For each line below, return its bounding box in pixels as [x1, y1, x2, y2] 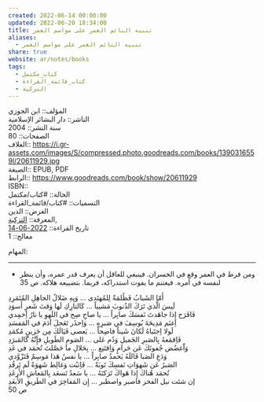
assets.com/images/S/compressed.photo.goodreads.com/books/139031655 [8, 148, 255, 157]
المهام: [8, 247, 28, 256]
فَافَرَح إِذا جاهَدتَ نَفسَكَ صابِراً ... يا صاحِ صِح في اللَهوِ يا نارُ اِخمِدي [8, 310, 196, 319]
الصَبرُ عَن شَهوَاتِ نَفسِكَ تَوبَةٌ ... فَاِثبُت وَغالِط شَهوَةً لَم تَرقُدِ [8, 360, 178, 370]
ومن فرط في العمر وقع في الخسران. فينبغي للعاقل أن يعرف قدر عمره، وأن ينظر [19, 269, 255, 279]
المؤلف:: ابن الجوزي [8, 106, 67, 116]
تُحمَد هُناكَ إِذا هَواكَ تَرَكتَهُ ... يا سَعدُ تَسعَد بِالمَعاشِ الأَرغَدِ [8, 368, 170, 378]
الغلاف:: [8, 139, 31, 149]
